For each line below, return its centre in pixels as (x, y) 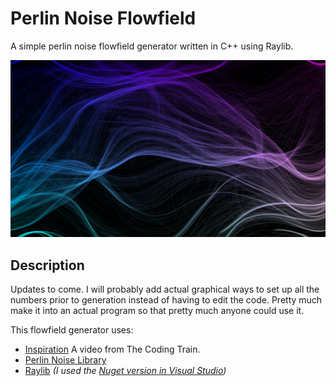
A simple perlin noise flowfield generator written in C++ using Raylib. (152, 46)
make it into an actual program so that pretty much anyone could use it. (157, 311)
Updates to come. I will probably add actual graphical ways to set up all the (165, 289)
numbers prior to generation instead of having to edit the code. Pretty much (166, 300)
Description (47, 265)
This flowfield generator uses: (72, 330)
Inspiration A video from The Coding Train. (112, 349)
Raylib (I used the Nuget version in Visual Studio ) (125, 371)
